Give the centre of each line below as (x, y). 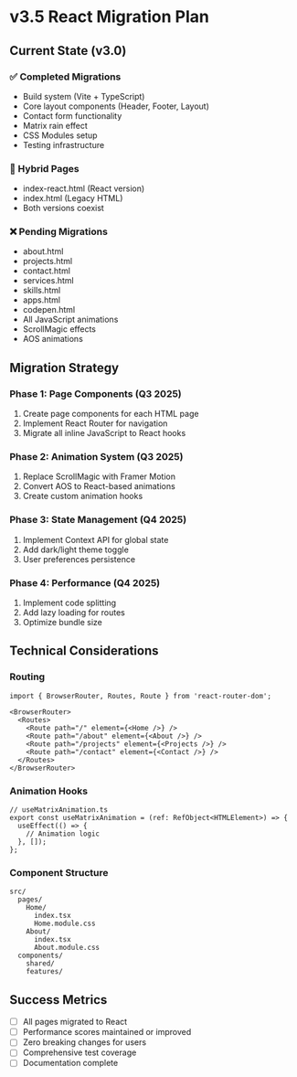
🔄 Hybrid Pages (44, 168)
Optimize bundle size (62, 623)
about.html (43, 251)
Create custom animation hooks (83, 496)
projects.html (48, 261)
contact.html (47, 271)
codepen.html (49, 310)
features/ (45, 972)
